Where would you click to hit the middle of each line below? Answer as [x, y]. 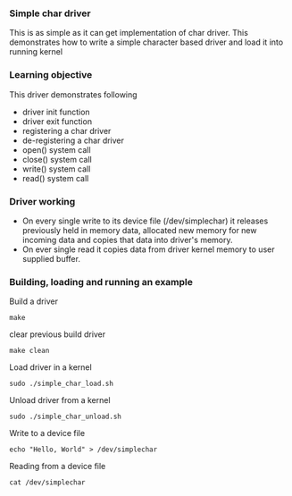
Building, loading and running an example [101, 282]
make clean [29, 351]
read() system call [55, 178]
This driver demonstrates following [73, 94]
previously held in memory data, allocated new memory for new [139, 230]
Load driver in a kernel [50, 367]
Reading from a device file [58, 467]
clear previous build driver [58, 334]
